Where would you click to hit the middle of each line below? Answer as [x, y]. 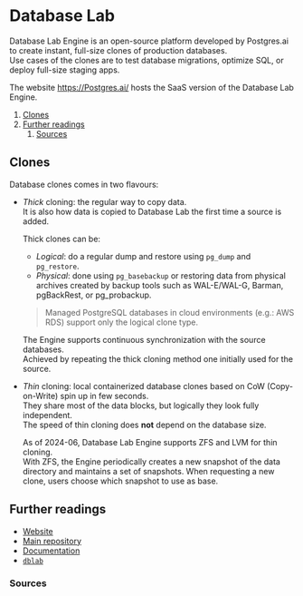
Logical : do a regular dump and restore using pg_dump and [143, 256]
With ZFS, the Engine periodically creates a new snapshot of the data [151, 461]
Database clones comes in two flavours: [84, 184]
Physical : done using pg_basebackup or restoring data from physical [161, 275]
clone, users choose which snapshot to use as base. [120, 481]
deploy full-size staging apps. [65, 70]
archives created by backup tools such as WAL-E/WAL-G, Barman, [160, 285]
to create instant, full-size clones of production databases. [118, 50]
